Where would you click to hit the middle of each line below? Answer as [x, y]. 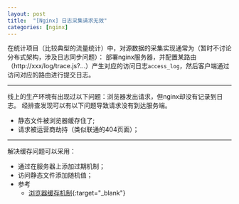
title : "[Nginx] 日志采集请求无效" [58, 21]
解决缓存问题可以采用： [42, 151]
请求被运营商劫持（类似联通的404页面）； [78, 129]
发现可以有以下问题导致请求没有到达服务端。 [106, 106]
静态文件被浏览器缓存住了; [56, 121]
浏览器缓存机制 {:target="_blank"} [77, 193]
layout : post [27, 14]
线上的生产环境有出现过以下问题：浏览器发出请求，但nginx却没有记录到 [112, 97]
